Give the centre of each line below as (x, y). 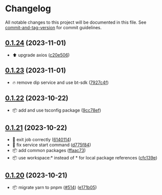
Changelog (28, 9)
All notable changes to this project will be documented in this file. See (76, 22)
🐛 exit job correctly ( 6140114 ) (42, 140)
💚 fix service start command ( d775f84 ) (51, 145)
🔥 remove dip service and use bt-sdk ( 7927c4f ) (61, 82)
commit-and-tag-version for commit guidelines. (53, 27)
